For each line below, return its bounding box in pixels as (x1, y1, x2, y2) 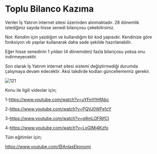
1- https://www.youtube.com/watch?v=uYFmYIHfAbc (5, 96, 110, 103)
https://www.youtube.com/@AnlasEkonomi (5, 143, 91, 149)
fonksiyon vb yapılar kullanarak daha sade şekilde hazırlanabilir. (5, 39, 132, 45)
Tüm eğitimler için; (5, 134, 42, 140)
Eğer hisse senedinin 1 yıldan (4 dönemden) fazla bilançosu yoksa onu (5, 49, 145, 54)
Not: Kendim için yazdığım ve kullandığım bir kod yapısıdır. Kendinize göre (5, 34, 152, 40)
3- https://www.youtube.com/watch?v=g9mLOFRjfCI (5, 115, 109, 121)
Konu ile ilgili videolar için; (5, 87, 57, 93)
